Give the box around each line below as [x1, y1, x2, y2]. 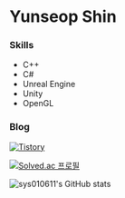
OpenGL [22, 98, 54, 109]
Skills [9, 39, 34, 52]
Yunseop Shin [9, 6, 117, 27]
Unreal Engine [22, 79, 76, 90]
